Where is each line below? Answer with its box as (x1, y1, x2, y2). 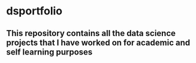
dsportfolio (6, 4, 63, 18)
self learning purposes (6, 47, 93, 57)
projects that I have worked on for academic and (6, 37, 191, 47)
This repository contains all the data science (6, 28, 176, 38)
